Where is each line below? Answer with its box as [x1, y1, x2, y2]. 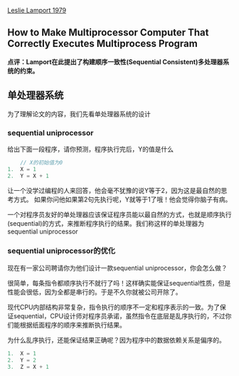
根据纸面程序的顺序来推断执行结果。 [19, 320, 126, 329]
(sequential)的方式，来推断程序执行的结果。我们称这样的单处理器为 [7, 219, 205, 227]
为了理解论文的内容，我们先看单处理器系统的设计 [7, 110, 151, 118]
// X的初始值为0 [20, 159, 63, 166]
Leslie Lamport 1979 [7, 6, 66, 14]
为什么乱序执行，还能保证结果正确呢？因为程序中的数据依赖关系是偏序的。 [7, 335, 225, 344]
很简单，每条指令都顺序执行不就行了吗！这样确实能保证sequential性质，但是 [7, 278, 231, 287]
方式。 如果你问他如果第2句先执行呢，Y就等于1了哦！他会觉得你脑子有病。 [13, 195, 232, 204]
